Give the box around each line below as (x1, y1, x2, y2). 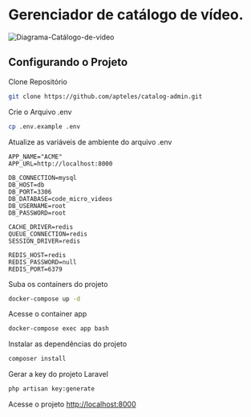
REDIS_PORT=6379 (8, 265, 63, 273)
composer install (8, 355, 67, 363)
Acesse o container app (8, 309, 87, 319)
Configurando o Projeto (8, 55, 128, 69)
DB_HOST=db (8, 181, 45, 189)
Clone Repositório (8, 76, 68, 86)
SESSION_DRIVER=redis (8, 237, 81, 245)
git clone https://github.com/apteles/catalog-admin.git (8, 92, 203, 100)
